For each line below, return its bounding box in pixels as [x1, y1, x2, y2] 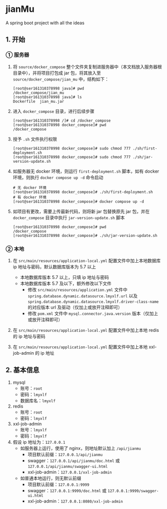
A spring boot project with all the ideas [5, 20, 85, 26]
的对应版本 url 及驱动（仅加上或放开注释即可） [27, 304, 123, 310]
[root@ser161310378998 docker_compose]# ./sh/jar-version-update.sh [12, 233, 158, 238]
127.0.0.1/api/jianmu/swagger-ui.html [27, 464, 108, 469]
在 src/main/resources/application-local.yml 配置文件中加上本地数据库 [12, 257, 161, 263]
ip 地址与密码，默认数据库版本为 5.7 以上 [12, 264, 96, 270]
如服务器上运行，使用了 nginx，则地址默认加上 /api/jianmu [20, 445, 141, 451]
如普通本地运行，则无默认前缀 [20, 475, 81, 481]
